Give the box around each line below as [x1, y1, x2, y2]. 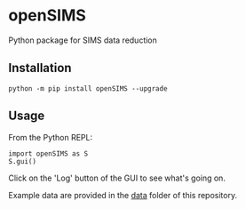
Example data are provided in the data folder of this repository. [8, 189, 237, 200]
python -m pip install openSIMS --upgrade [8, 84, 168, 93]
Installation [8, 60, 72, 76]
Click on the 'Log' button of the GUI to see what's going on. [8, 173, 226, 183]
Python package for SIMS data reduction [8, 35, 157, 45]
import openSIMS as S [8, 149, 89, 158]
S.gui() [8, 157, 37, 165]
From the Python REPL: [8, 132, 93, 142]
